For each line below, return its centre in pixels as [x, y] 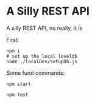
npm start [19, 84]
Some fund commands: [36, 73]
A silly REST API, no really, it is [44, 28]
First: [13, 40]
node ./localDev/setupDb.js [42, 61]
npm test [17, 95]
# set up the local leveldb [42, 56]
